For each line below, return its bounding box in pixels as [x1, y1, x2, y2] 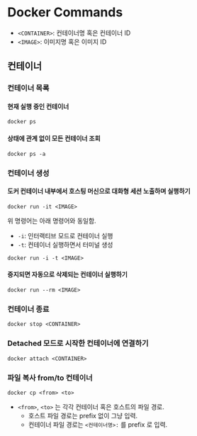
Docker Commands [7, 4, 123, 21]
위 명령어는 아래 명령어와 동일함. [7, 216, 97, 225]
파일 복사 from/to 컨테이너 [7, 373, 93, 383]
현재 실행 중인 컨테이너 [7, 102, 69, 111]
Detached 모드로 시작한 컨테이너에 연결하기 [7, 338, 149, 348]
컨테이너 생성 [7, 168, 50, 178]
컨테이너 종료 [7, 304, 50, 314]
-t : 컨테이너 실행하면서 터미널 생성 [17, 240, 113, 249]
